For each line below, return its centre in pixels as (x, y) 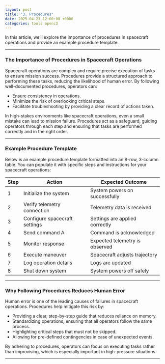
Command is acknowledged (122, 232)
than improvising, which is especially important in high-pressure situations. (81, 352)
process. (21, 327)
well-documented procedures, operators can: (51, 86)
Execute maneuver (45, 254)
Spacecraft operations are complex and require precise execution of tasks (80, 70)
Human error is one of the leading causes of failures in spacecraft (72, 301)
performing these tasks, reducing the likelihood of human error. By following (82, 81)
